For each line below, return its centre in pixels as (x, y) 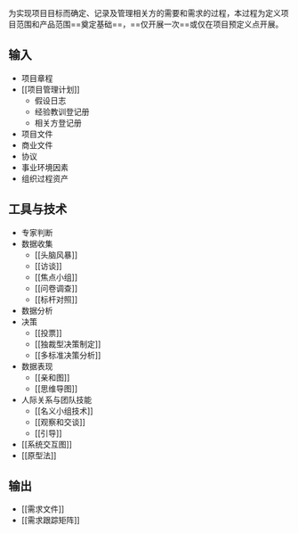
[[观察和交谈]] (60, 422)
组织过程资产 (44, 178)
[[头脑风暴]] (56, 255)
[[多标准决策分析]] (68, 355)
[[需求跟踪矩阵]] (51, 521)
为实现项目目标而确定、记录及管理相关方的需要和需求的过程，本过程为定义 (145, 13)
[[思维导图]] (56, 388)
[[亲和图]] (52, 377)
